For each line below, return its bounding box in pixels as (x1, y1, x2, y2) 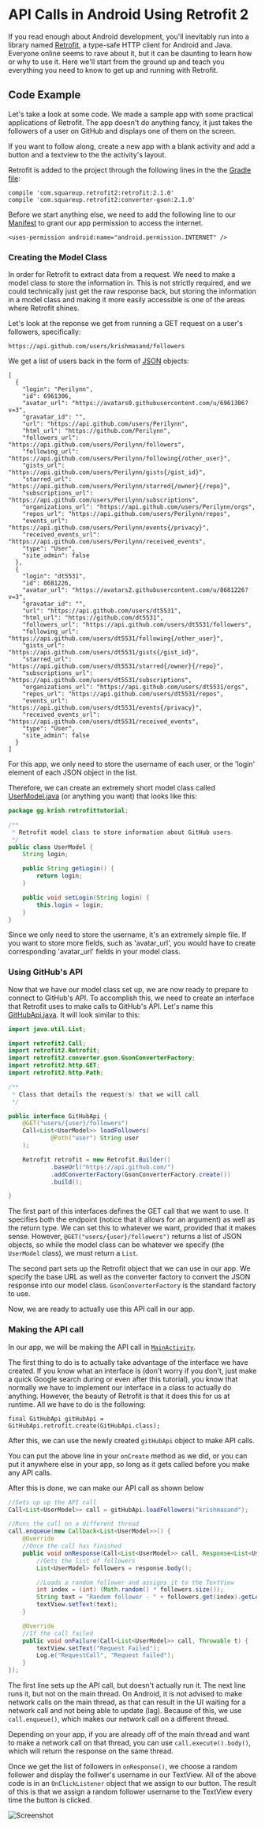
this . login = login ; (36, 900, 104, 909)
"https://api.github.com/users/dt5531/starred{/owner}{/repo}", (8, 662, 224, 670)
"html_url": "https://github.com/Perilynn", (22, 427, 171, 435)
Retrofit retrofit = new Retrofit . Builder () (22, 1155, 171, 1164)
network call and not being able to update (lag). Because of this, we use (8, 1706, 242, 1715)
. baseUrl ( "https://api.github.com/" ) (50, 1163, 175, 1171)
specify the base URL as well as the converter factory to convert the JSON (8, 1272, 251, 1282)
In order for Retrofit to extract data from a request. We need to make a (8, 270, 236, 279)
